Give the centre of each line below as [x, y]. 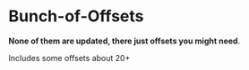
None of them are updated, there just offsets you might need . [124, 41]
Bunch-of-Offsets [76, 16]
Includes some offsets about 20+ [69, 58]
